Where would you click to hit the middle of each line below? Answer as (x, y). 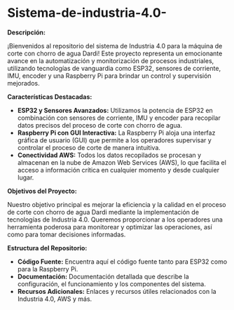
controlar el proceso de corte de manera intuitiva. (89, 147)
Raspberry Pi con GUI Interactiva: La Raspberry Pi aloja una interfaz (116, 133)
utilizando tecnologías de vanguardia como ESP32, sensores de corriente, (114, 68)
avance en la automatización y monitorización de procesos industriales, (111, 60)
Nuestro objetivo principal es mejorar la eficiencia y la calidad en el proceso (117, 204)
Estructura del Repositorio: (47, 248)
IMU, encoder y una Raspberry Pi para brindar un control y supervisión (109, 76)
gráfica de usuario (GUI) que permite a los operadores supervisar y (114, 140)
